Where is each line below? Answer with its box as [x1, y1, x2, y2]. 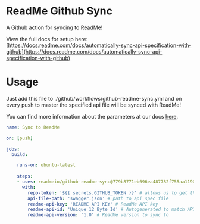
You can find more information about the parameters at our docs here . [6, 113, 179, 120]
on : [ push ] [6, 135, 33, 141]
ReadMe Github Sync [6, 4, 113, 18]
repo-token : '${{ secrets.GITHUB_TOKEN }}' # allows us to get [27, 189, 187, 196]
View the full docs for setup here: [6, 35, 88, 42]
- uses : [17, 179, 36, 185]
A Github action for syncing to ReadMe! [6, 24, 103, 31]
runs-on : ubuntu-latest [17, 162, 76, 168]
